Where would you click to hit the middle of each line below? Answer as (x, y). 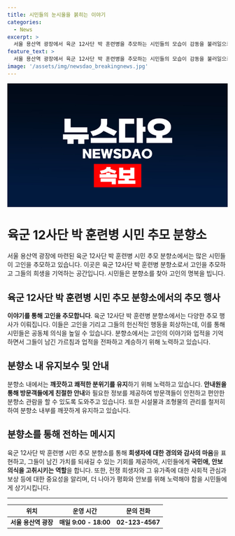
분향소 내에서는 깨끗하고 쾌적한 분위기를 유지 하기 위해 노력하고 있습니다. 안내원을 (117, 384)
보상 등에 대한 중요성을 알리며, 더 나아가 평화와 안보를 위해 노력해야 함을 (105, 479)
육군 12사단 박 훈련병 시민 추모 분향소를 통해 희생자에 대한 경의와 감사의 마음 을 (113, 452)
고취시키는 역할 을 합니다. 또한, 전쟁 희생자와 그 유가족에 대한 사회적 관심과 (126, 470)
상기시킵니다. (33, 487)
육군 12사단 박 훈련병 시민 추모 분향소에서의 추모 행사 (114, 297)
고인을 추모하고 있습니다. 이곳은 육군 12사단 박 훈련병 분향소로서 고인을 (111, 265)
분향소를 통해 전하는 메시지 (61, 434)
